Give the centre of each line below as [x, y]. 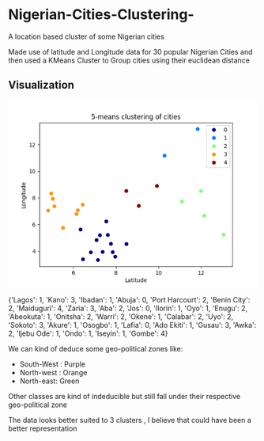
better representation [43, 428]
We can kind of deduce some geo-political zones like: [96, 348]
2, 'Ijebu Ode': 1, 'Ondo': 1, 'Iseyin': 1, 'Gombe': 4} [88, 333]
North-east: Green [49, 381]
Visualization [41, 85]
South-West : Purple [52, 364]
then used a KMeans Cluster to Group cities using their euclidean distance [129, 60]
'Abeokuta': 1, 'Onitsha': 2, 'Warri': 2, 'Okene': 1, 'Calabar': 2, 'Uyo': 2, [121, 316]
